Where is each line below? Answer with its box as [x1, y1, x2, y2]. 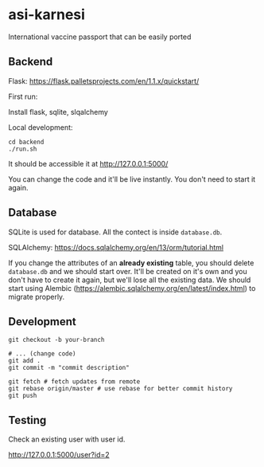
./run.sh [8, 145, 37, 153]
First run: [8, 92, 38, 101]
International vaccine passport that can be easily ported [8, 32, 192, 41]
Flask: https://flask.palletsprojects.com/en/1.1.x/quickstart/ [8, 76, 200, 85]
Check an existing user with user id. [8, 434, 126, 444]
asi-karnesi [8, 6, 86, 24]
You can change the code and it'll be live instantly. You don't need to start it [8, 174, 256, 184]
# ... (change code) [8, 350, 77, 358]
